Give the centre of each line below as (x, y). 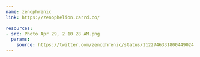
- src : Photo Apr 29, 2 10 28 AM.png (53, 34)
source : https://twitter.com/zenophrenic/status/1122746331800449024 (105, 45)
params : (21, 40)
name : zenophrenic (29, 12)
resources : (19, 28)
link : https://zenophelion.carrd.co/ (53, 17)
